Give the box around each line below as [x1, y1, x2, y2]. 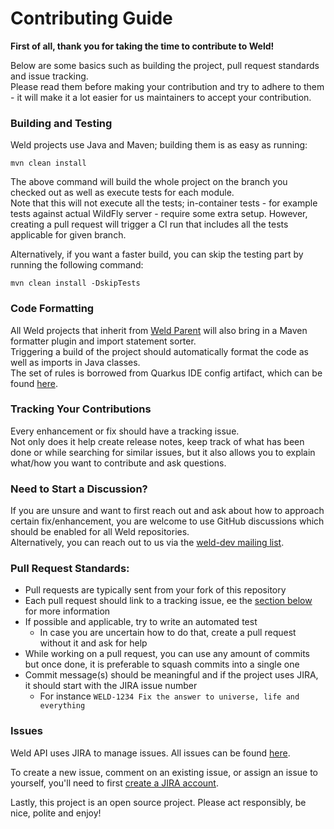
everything [39, 701, 86, 711]
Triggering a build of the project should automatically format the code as [10, 345, 309, 357]
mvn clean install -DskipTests [10, 278, 141, 289]
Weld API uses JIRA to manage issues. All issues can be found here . [10, 747, 291, 759]
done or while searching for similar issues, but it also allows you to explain [10, 446, 316, 458]
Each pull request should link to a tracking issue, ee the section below [24, 595, 313, 607]
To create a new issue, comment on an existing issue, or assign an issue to [10, 766, 319, 778]
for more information [24, 605, 111, 617]
